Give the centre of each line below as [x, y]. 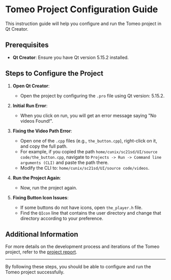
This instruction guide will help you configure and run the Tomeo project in [83, 24]
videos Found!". [37, 121]
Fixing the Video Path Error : [42, 131]
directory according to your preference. [62, 218]
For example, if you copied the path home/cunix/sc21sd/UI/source [89, 151]
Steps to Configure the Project [54, 73]
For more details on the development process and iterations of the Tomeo [82, 247]
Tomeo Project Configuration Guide [82, 9]
